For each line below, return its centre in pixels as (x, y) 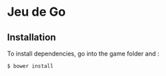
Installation (32, 37)
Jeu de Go (37, 12)
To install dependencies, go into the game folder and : (83, 53)
